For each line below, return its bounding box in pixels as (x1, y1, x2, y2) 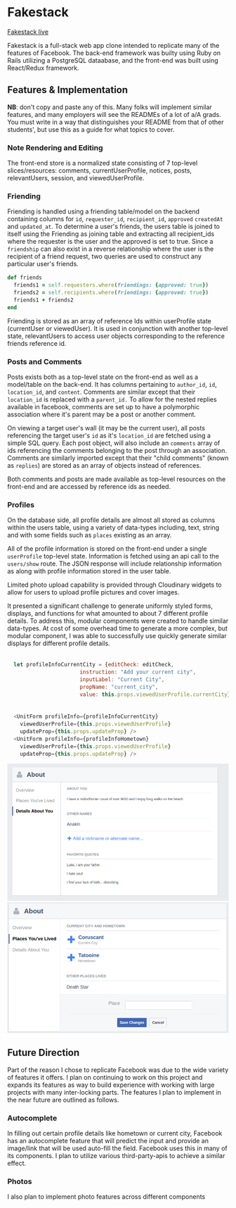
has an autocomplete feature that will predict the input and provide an (7, 1136, 209, 1145)
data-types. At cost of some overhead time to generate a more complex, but (7, 624, 228, 633)
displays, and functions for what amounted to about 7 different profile (7, 609, 209, 618)
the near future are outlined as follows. (7, 1095, 119, 1104)
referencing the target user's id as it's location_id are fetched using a (7, 431, 211, 440)
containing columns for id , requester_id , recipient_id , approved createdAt (7, 215, 223, 223)
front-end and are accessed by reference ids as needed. (7, 482, 171, 491)
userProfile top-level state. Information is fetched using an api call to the (7, 552, 220, 561)
